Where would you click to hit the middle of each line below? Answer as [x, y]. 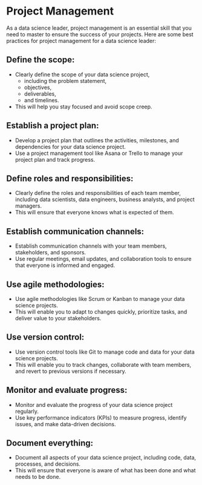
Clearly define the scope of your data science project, [82, 74]
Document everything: [50, 443]
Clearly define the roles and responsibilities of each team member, [98, 193]
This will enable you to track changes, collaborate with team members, [103, 365]
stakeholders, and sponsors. [50, 252]
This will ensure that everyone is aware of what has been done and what [105, 470]
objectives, [38, 87]
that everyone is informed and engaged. [65, 265]
